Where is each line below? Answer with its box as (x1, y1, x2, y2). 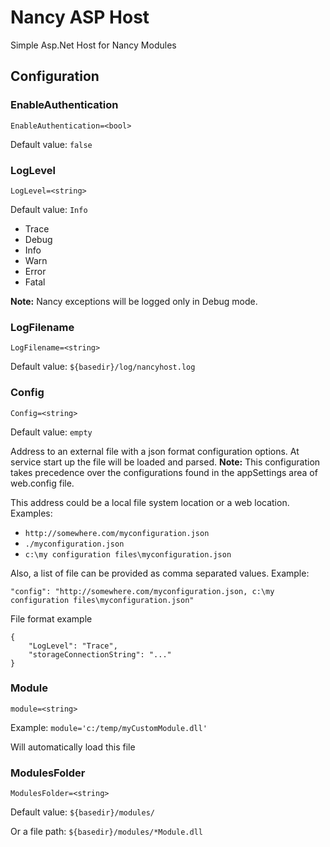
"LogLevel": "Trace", (28, 641, 118, 651)
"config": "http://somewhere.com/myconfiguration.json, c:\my (10, 586, 275, 596)
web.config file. (10, 477, 75, 489)
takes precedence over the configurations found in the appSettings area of (10, 466, 318, 478)
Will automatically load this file (10, 741, 136, 753)
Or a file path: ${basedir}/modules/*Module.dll (10, 826, 203, 838)
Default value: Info (10, 203, 88, 215)
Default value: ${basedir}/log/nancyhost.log (10, 361, 196, 373)
